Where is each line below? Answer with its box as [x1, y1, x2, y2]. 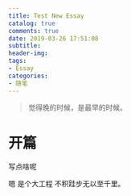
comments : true [8, 27, 59, 35]
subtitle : [8, 42, 42, 50]
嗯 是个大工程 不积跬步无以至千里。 [8, 179, 125, 189]
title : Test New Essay [8, 11, 84, 20]
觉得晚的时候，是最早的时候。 [27, 102, 127, 112]
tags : [8, 57, 27, 65]
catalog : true [8, 19, 56, 27]
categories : [8, 72, 48, 80]
